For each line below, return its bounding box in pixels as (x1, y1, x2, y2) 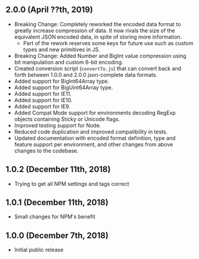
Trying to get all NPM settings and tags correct (14, 180, 129, 187)
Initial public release (14, 246, 64, 254)
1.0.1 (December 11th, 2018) (5, 198, 108, 208)
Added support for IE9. (14, 102, 71, 110)
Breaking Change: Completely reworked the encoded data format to (14, 20, 181, 27)
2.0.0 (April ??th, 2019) (5, 5, 94, 15)
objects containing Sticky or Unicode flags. (14, 116, 120, 123)
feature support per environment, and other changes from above (14, 141, 173, 148)
